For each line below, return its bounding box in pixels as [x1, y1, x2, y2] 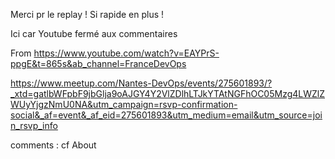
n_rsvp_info [10, 120, 58, 131]
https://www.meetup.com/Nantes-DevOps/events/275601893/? [10, 77, 273, 89]
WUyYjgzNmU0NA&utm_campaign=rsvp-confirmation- [10, 99, 238, 110]
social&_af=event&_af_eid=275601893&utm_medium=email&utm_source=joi [10, 109, 323, 121]
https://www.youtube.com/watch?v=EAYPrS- [33, 47, 220, 59]
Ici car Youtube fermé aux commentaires [10, 28, 178, 39]
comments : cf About [10, 139, 97, 151]
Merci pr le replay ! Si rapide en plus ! [10, 9, 165, 20]
